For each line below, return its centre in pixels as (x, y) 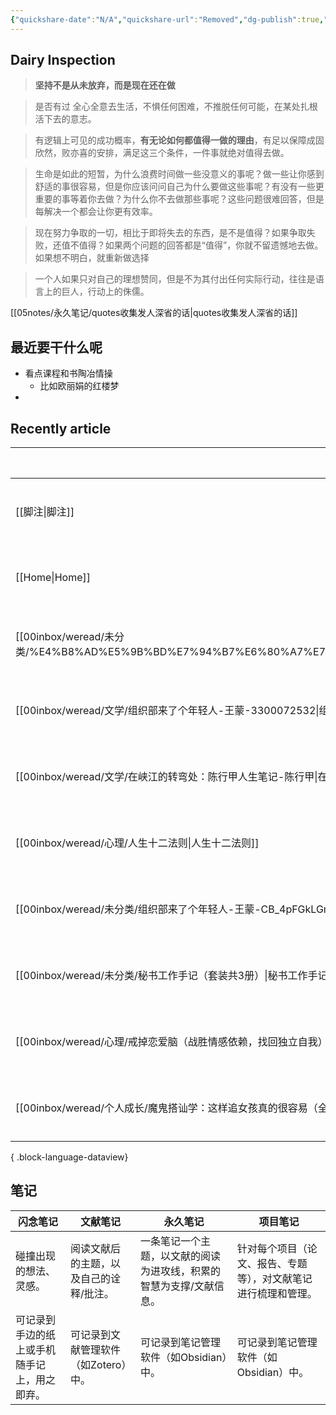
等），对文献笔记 (274, 1278)
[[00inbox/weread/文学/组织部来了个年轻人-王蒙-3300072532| (167, 711)
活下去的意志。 (65, 119)
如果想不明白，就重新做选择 (92, 258)
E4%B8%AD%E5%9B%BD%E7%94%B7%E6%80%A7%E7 (182, 652)
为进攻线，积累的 (180, 1271)
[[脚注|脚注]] (45, 512)
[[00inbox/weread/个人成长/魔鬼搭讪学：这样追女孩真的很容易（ (166, 1108)
